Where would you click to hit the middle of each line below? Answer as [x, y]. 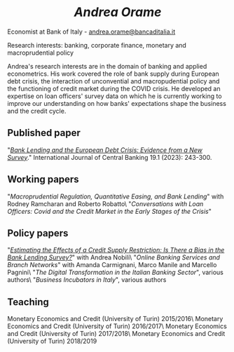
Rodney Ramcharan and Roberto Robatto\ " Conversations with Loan [105, 203]
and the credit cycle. [37, 111]
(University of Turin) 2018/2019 [52, 341]
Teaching [28, 302]
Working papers [43, 180]
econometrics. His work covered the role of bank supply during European [113, 74]
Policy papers [38, 233]
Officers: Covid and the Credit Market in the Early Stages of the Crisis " [110, 211]
